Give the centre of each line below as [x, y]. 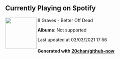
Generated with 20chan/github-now [76, 51]
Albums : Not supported [62, 30]
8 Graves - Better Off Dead [65, 20]
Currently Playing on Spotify [51, 8]
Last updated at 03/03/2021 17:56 [72, 39]
